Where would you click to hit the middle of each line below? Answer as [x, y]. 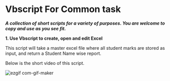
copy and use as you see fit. [36, 28]
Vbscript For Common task [63, 9]
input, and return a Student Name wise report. [53, 53]
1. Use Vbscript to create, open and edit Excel [54, 38]
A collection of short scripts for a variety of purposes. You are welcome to [85, 23]
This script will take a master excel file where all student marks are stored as [85, 48]
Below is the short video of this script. [45, 63]
